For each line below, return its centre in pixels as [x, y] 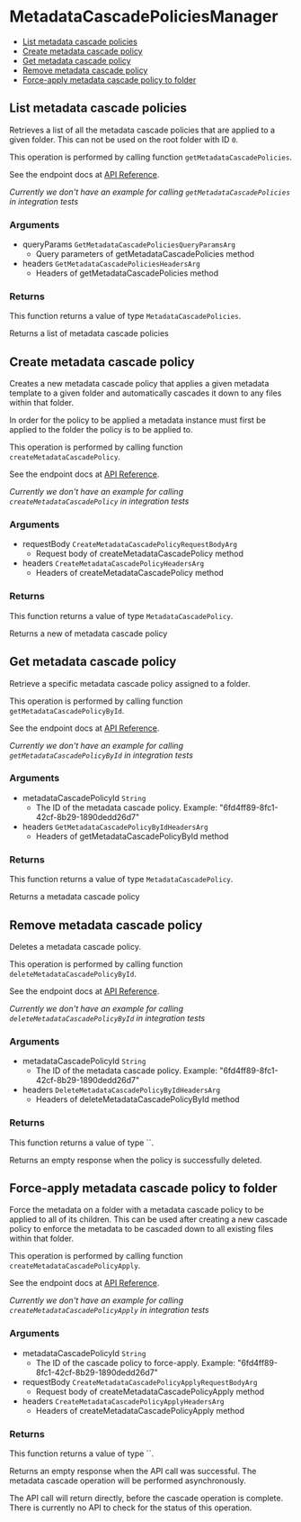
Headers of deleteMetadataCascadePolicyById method [137, 1099]
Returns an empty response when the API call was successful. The [133, 1471]
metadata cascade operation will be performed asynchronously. [128, 1481]
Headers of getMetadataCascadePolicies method [127, 273]
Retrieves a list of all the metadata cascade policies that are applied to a [142, 130]
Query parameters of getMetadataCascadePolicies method [145, 254]
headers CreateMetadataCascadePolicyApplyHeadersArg [123, 1401]
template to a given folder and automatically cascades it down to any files [146, 393]
